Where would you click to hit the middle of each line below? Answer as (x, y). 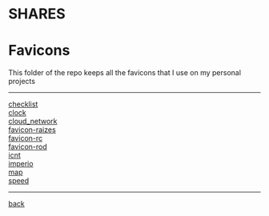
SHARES (37, 14)
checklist (23, 104)
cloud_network (33, 122)
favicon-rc (26, 138)
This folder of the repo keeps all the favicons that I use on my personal (125, 73)
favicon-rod (28, 147)
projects (22, 82)
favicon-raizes (32, 130)
